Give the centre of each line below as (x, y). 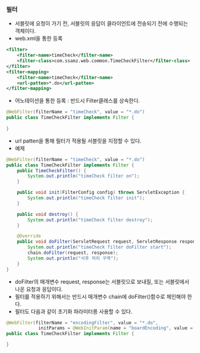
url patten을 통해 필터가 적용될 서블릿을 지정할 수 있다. (78, 141)
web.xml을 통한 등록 (39, 38)
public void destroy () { (48, 214)
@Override (29, 236)
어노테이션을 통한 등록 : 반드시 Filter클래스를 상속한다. (77, 101)
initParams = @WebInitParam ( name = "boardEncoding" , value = (115, 328)
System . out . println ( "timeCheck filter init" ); (86, 198)
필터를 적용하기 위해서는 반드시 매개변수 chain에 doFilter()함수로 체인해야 (100, 296)
